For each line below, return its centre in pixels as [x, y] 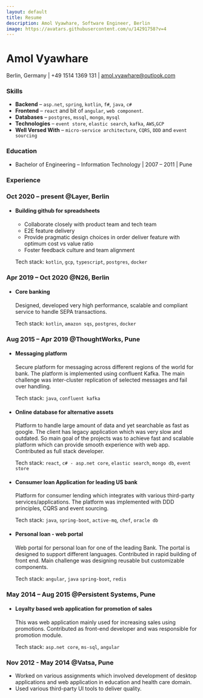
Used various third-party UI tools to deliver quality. [78, 689]
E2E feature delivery [49, 230]
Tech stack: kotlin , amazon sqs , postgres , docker [75, 323]
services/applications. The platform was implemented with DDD [95, 502]
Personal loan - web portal [49, 534]
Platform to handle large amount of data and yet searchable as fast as [102, 425]
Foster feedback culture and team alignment [79, 250]
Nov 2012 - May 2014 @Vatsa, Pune [60, 662]
